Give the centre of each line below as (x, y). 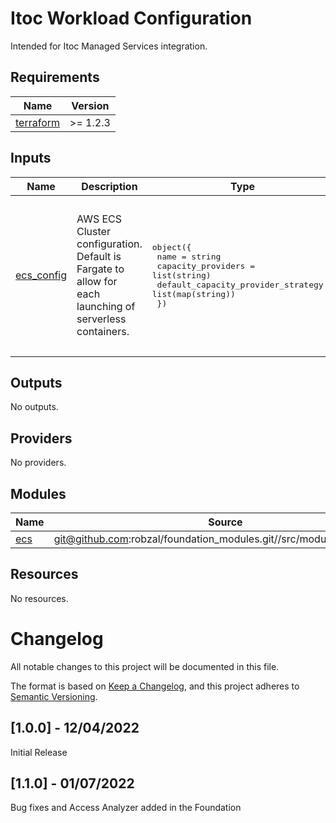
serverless (101, 319)
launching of (106, 307)
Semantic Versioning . (54, 696)
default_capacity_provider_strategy (240, 284)
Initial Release (39, 752)
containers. (103, 332)
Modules (38, 493)
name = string (189, 256)
